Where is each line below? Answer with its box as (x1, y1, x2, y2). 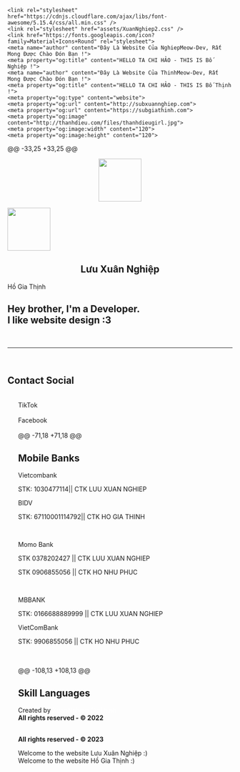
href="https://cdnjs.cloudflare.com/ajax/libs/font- (7, 13, 168, 20)
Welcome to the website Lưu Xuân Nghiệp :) (17, 749, 148, 758)
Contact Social (7, 375, 75, 387)
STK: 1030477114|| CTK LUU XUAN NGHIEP (17, 485, 147, 493)
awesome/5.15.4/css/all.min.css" (7, 19, 107, 26)
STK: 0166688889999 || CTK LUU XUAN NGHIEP (17, 610, 163, 618)
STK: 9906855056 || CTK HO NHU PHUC (17, 637, 140, 646)
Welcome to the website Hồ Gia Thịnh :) (17, 756, 135, 765)
